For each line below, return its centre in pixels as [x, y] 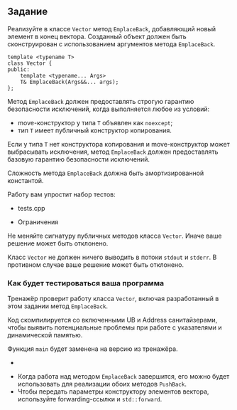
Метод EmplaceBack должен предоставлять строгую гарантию [101, 101]
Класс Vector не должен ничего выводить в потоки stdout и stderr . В [112, 257]
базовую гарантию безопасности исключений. [79, 159]
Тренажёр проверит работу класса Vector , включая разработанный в [113, 299]
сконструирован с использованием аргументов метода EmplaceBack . [111, 44]
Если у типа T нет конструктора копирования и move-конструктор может [119, 144]
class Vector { [30, 63]
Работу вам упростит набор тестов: [61, 194]
